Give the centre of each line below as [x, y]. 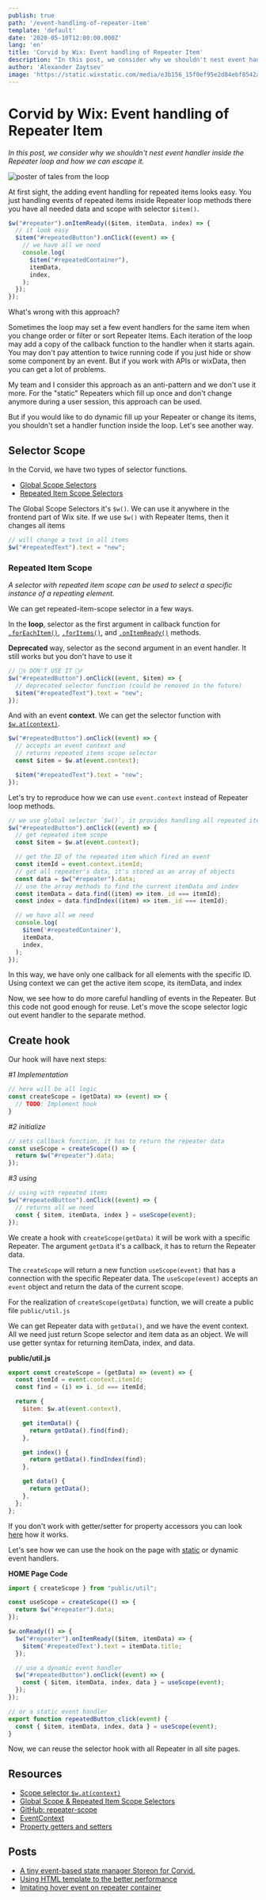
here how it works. [38, 1534]
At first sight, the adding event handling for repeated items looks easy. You [130, 192]
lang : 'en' [26, 45]
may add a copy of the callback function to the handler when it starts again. [131, 344]
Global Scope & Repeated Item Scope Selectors [97, 1802]
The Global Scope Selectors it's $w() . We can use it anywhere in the [119, 509]
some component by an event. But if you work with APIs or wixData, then [127, 361]
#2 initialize [27, 1126]
